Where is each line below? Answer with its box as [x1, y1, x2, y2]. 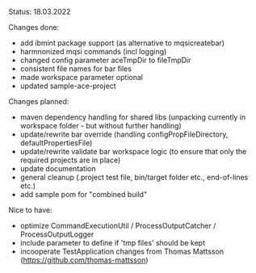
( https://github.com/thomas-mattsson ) [19, 255, 149, 265]
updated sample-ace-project [19, 81, 116, 90]
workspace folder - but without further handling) [19, 121, 182, 130]
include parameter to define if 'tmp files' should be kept [19, 238, 206, 247]
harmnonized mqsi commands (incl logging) [19, 47, 167, 56]
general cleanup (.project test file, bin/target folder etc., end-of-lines [19, 173, 249, 182]
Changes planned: [8, 97, 69, 106]
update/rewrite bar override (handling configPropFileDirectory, [19, 129, 229, 139]
